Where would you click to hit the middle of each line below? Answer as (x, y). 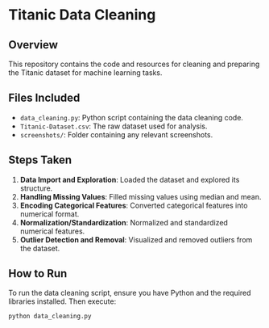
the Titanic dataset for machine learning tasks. (85, 73)
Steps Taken (40, 160)
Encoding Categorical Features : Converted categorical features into (134, 205)
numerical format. (50, 214)
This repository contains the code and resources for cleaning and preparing (134, 64)
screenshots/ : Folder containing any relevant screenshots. (116, 134)
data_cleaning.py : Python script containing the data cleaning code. (132, 117)
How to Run (38, 273)
